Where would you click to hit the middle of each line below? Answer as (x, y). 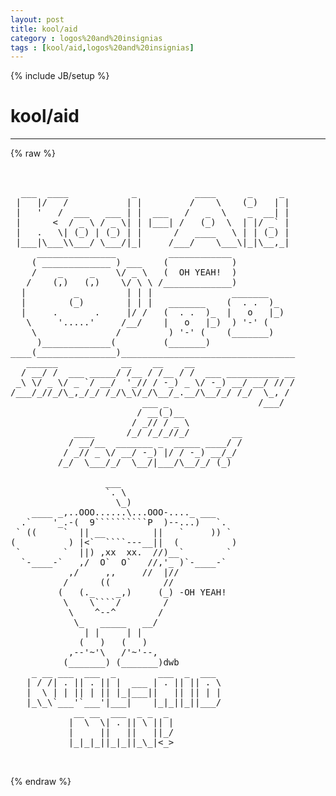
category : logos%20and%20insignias (86, 38)
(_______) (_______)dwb (121, 662)
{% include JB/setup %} (60, 76)
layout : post (37, 19)
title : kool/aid (44, 29)
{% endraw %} (41, 782)
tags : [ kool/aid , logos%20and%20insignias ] (102, 47)
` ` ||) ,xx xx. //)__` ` (124, 552)
